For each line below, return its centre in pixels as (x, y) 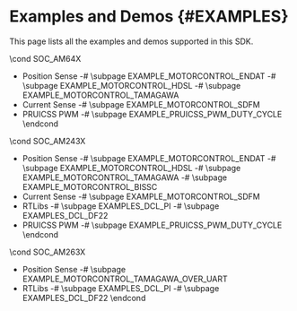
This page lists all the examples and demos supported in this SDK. (131, 41)
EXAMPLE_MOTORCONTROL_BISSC (90, 186)
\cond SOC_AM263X (48, 252)
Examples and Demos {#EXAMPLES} (149, 17)
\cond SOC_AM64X (45, 58)
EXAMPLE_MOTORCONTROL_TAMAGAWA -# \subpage (124, 177)
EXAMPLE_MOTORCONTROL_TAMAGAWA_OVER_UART (125, 279)
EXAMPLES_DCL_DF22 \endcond (84, 298)
